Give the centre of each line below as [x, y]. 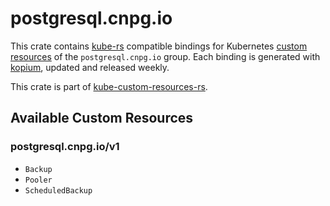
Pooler [38, 180]
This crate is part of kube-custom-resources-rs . [109, 86]
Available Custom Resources [102, 118]
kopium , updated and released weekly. [90, 67]
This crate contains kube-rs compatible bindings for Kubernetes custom [159, 46]
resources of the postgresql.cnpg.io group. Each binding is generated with [165, 56]
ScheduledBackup [58, 190]
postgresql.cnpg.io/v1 [65, 147]
